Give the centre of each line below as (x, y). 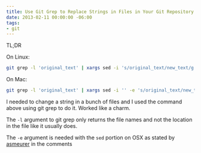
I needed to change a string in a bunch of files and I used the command (94, 102)
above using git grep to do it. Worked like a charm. (68, 108)
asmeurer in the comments (39, 144)
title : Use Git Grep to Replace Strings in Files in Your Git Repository (100, 12)
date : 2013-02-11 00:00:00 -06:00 (49, 17)
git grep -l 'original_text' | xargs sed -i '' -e (71, 90)
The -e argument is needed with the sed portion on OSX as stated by (91, 137)
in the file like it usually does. (42, 126)
